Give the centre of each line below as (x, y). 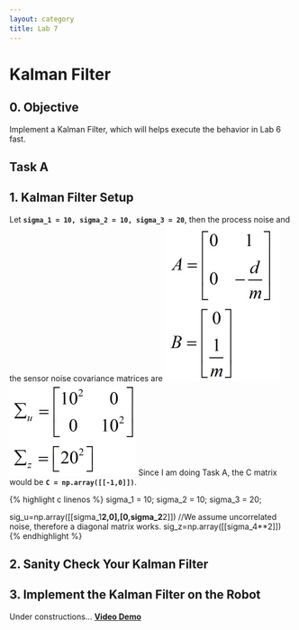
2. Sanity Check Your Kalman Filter (109, 565)
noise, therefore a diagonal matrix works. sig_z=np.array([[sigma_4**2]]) (145, 526)
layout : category (42, 19)
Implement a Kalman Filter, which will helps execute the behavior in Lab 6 (145, 129)
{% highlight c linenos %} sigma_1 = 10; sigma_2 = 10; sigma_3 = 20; (136, 499)
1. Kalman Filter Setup (72, 198)
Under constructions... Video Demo (76, 616)
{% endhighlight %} (46, 535)
